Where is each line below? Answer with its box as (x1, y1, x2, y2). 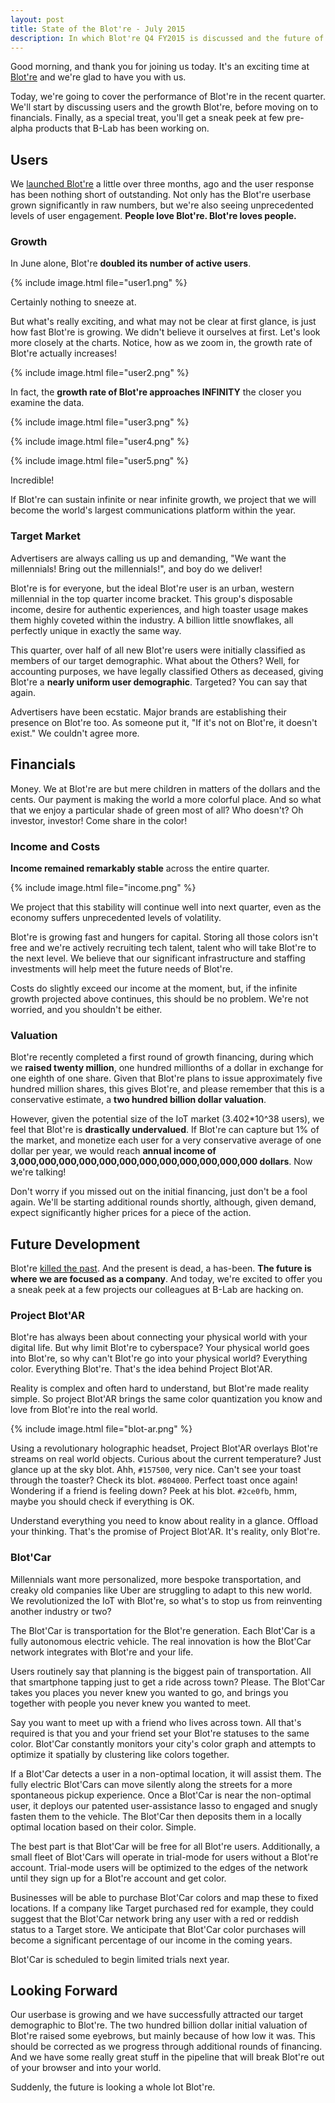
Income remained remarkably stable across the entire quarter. (10, 862, 270, 874)
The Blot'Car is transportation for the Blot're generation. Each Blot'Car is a (10, 1624, 316, 1636)
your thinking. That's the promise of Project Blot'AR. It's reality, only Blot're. (10, 1526, 321, 1538)
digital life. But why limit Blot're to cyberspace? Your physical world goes (10, 1342, 310, 1354)
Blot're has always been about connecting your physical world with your (10, 1331, 308, 1343)
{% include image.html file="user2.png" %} (10, 367, 190, 379)
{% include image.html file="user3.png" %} (10, 416, 190, 428)
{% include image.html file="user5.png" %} (10, 455, 189, 467)
